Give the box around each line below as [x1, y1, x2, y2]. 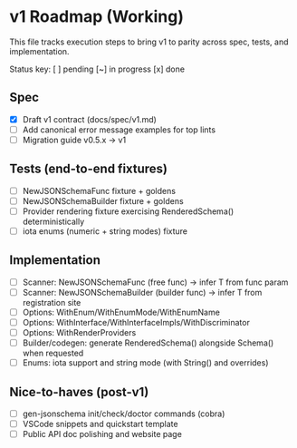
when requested [22, 347, 84, 359]
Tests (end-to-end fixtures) [9, 161, 168, 177]
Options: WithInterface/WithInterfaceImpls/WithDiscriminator [22, 317, 251, 327]
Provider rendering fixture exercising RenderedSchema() [22, 206, 235, 217]
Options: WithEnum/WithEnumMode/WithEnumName [22, 307, 220, 317]
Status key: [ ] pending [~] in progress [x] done [9, 63, 186, 74]
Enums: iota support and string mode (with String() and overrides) [22, 357, 269, 368]
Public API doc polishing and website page [22, 429, 183, 440]
